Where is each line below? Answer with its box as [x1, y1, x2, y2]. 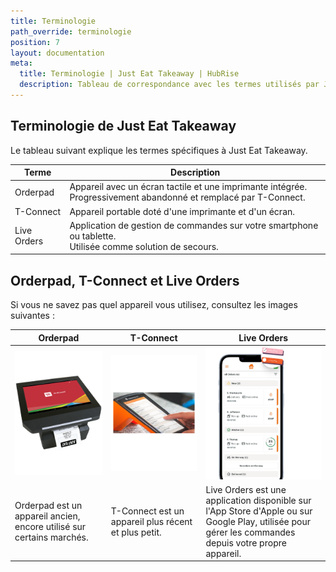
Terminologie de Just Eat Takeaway [10, 118, 237, 135]
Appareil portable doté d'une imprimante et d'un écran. [69, 205, 296, 217]
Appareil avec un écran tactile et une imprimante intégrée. [69, 181, 308, 193]
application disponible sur [205, 494, 312, 506]
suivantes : [10, 310, 55, 322]
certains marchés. [14, 531, 89, 544]
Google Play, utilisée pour [205, 515, 311, 527]
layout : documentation [10, 48, 105, 58]
